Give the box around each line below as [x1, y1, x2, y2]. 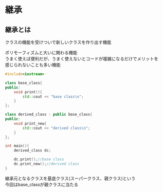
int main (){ [5, 144, 29, 149]
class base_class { [5, 80, 42, 85]
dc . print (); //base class [14, 157, 64, 162]
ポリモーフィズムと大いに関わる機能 [5, 50, 77, 55]
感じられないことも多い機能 [5, 62, 61, 67]
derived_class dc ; [14, 148, 51, 153]
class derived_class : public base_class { [5, 112, 92, 117]
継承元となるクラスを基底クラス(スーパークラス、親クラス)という [5, 175, 136, 181]
